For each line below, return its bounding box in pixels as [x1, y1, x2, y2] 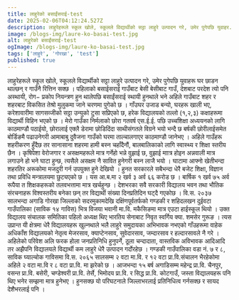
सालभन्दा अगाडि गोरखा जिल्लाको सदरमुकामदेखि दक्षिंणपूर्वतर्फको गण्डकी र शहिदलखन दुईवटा [7, 197, 212, 205]
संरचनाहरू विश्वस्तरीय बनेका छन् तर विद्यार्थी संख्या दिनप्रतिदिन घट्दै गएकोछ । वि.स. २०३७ [7, 188, 212, 197]
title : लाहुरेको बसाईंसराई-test [7, 10, 83, 18]
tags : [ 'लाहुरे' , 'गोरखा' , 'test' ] [7, 51, 100, 58]
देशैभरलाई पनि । [7, 284, 46, 293]
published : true [7, 57, 55, 64]
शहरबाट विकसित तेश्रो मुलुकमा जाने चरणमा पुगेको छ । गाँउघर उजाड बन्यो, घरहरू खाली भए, [7, 100, 212, 109]
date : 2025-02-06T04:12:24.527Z [7, 17, 103, 24]
